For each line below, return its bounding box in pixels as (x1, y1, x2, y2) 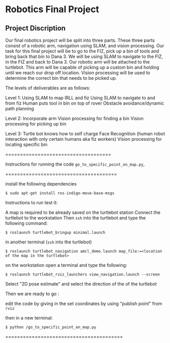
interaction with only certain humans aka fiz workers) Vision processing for (5, 136, 162, 142)
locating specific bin (5, 141, 48, 147)
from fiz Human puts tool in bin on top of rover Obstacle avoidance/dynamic (5, 100, 164, 106)
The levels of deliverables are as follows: (5, 85, 90, 91)
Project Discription (5, 24, 66, 33)
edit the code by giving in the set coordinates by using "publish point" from (5, 301, 162, 306)
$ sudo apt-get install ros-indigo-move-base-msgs (5, 191, 115, 196)
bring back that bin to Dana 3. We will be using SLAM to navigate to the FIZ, (5, 53, 163, 59)
